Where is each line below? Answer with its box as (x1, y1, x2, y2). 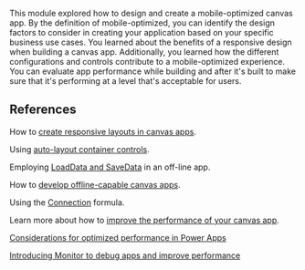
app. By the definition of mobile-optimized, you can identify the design (9, 17, 276, 28)
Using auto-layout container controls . (9, 143, 150, 154)
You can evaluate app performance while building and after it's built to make (9, 66, 297, 77)
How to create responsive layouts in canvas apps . (9, 126, 196, 137)
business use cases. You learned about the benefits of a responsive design (9, 36, 292, 47)
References (9, 102, 77, 118)
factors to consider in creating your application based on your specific (9, 27, 274, 37)
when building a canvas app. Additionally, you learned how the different (9, 47, 279, 57)
